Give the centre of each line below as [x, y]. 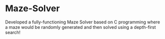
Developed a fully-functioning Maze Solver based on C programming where [83, 22]
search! [13, 32]
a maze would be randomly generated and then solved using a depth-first [81, 27]
